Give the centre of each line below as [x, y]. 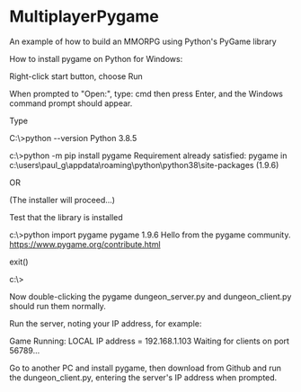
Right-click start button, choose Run [76, 76]
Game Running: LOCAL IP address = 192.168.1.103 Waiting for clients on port [150, 341]
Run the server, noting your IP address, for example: [106, 323]
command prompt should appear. [71, 103]
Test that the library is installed [66, 217]
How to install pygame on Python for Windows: [96, 58]
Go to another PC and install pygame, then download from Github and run [145, 368]
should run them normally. [58, 306]
